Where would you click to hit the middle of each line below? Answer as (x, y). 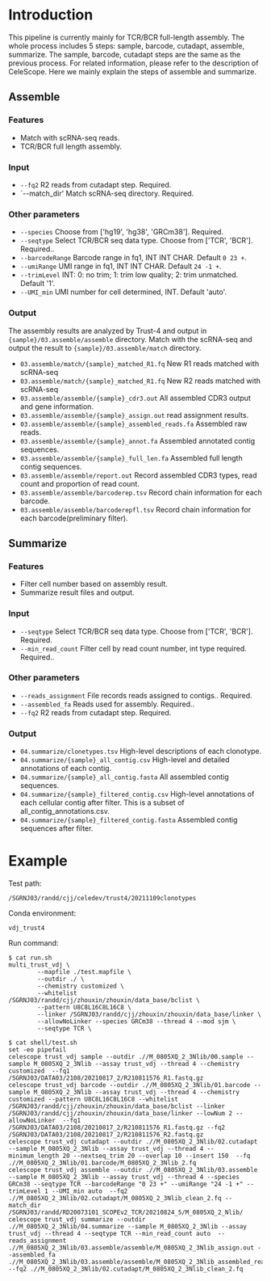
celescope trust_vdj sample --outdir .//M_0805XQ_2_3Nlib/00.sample (126, 1057)
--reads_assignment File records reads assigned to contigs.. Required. (136, 695)
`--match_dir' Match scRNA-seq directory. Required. (107, 193)
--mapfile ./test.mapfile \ (84, 972)
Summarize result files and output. (77, 592)
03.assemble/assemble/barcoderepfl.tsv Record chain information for (135, 509)
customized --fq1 (39, 1071)
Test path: (25, 883)
